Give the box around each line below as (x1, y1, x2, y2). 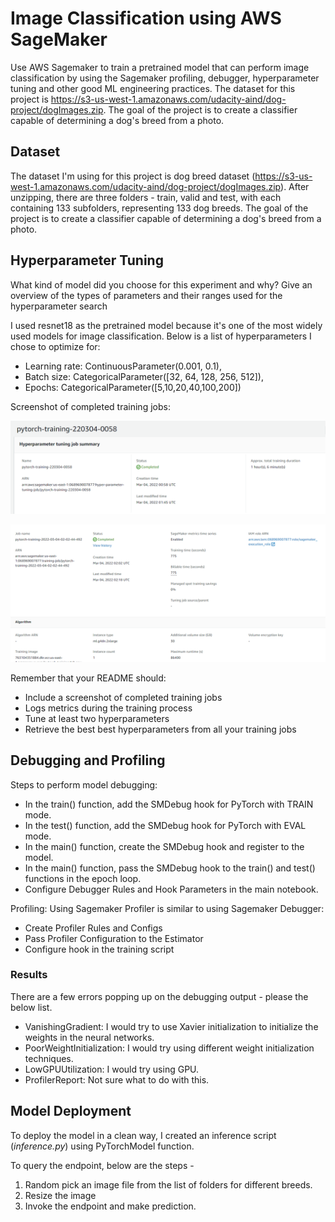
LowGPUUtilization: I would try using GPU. (24, 1063, 200, 1075)
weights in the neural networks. (24, 1031, 155, 1043)
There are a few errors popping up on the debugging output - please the (10, 990, 309, 1002)
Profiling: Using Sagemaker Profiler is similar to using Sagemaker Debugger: (10, 902, 325, 914)
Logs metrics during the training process (24, 702, 193, 714)
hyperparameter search (10, 300, 108, 312)
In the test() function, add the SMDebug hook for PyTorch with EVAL (24, 819, 307, 831)
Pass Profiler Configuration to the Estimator (24, 932, 204, 944)
